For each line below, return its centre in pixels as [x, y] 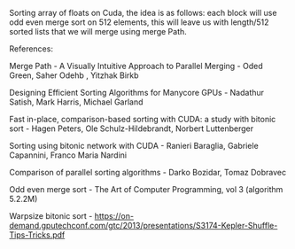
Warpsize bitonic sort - [51, 216]
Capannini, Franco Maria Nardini [68, 155]
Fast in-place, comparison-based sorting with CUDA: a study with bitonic [143, 119]
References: [31, 49]
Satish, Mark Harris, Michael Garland [76, 102]
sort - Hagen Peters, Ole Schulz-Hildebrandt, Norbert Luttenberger [132, 128]
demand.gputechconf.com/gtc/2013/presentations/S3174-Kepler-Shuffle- [144, 226]
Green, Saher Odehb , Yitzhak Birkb [74, 75]
